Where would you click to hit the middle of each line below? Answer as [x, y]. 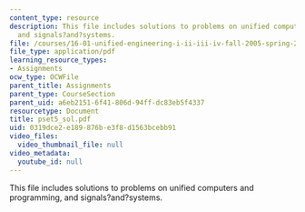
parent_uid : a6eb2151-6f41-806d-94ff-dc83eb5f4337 [107, 102]
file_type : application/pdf [63, 52]
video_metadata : [40, 153]
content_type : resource [54, 18]
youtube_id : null [50, 162]
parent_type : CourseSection [63, 94]
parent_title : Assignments [60, 86]
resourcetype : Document [54, 111]
